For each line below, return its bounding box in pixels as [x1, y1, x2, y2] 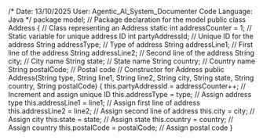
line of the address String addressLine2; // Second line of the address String [8, 48, 255, 57]
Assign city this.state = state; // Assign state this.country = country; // [8, 115, 234, 124]
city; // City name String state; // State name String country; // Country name [8, 56, 256, 66]
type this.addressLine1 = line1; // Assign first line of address [8, 98, 200, 107]
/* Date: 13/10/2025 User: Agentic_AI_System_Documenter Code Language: [8, 7, 253, 16]
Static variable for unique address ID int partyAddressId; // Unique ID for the [8, 31, 254, 41]
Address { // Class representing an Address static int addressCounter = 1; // [8, 23, 253, 32]
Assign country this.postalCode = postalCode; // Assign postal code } [8, 123, 233, 132]
